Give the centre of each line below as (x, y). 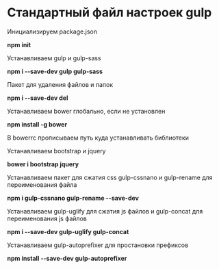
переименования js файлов (47, 218)
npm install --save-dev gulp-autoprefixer (67, 258)
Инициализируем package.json (52, 31)
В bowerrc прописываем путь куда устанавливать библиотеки (98, 138)
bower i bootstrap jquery (43, 164)
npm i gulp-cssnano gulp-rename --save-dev (73, 198)
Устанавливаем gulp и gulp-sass (54, 58)
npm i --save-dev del (38, 98)
